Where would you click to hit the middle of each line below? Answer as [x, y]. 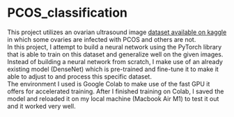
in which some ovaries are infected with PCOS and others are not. [102, 39]
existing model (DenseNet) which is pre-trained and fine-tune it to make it [113, 69]
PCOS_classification [67, 13]
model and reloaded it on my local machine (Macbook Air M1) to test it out [113, 98]
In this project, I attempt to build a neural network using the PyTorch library [115, 47]
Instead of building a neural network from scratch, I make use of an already [115, 61]
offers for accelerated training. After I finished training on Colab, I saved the [116, 91]
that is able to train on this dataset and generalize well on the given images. [115, 54]
